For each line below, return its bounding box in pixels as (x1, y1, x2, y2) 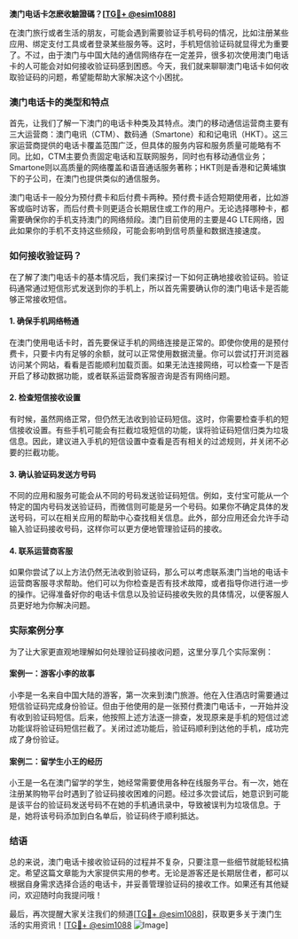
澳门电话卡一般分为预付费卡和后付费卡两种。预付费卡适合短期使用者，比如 (9, 192, 281, 203)
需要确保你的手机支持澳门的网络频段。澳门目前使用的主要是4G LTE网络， (9, 215, 277, 225)
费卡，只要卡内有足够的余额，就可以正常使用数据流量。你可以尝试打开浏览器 (9, 348, 289, 358)
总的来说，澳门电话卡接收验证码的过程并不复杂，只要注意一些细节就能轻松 (9, 857, 281, 867)
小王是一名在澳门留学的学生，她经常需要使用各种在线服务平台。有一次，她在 (9, 778, 289, 788)
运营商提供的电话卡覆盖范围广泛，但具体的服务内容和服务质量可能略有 (16, 140, 273, 151)
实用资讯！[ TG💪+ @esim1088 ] (24, 919, 169, 930)
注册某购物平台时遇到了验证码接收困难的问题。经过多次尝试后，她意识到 (9, 788, 273, 799)
